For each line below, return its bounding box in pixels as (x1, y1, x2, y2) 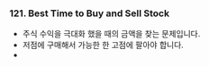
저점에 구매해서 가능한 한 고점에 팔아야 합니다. (22, 39, 185, 51)
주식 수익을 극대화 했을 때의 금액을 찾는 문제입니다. (22, 29, 201, 39)
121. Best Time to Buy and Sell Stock (9, 7, 169, 20)
